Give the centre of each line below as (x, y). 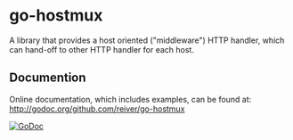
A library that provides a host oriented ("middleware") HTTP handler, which (147, 40)
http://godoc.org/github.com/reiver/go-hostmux (97, 109)
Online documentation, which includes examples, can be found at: (130, 99)
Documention (48, 78)
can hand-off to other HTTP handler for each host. (102, 49)
